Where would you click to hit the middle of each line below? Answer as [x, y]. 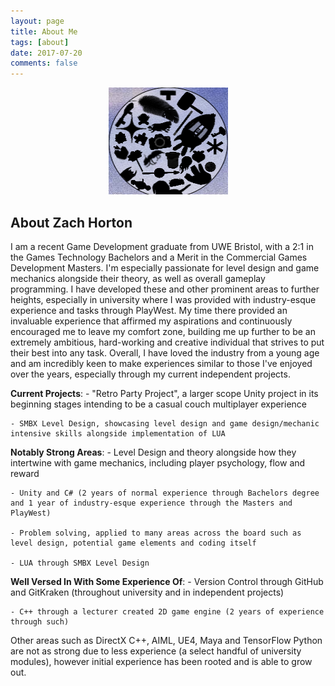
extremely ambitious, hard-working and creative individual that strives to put [167, 342]
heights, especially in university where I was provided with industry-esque [163, 299]
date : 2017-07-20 [46, 53]
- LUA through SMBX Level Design [80, 563]
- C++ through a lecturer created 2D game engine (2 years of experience [167, 611]
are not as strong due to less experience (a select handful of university [156, 651]
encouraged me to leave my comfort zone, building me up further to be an [163, 331]
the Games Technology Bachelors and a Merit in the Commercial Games [159, 257]
